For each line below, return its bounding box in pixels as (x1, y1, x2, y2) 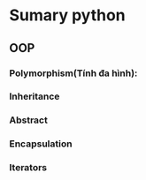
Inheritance (9, 90, 60, 102)
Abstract (9, 114, 49, 126)
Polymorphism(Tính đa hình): (9, 67, 138, 79)
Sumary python (9, 5, 126, 26)
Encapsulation (9, 138, 73, 150)
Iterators (9, 161, 48, 174)
